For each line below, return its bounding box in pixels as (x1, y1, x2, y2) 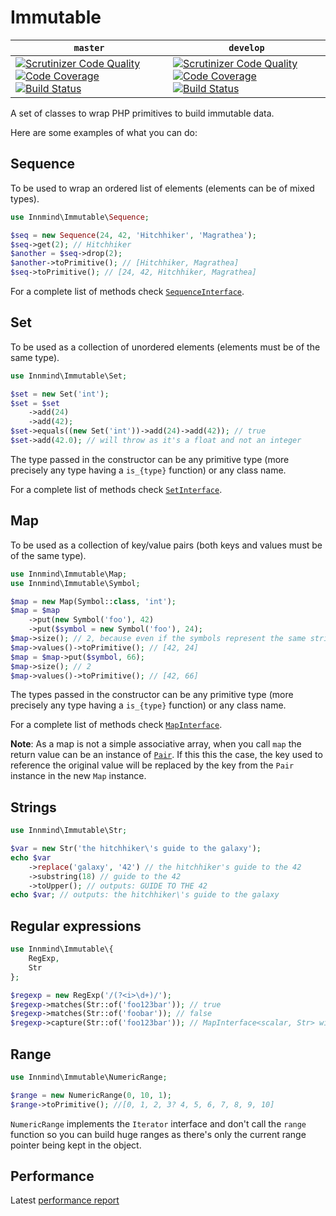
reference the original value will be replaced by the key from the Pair (10, 759, 295, 771)
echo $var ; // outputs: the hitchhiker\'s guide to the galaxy (10, 890, 280, 900)
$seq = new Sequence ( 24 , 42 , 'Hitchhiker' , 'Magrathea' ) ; (10, 230, 257, 240)
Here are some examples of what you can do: (10, 126, 198, 138)
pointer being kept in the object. (10, 1139, 142, 1151)
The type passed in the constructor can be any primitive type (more (10, 453, 290, 465)
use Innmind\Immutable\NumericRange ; (10, 1072, 168, 1082)
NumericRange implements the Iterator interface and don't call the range (10, 1117, 307, 1130)
